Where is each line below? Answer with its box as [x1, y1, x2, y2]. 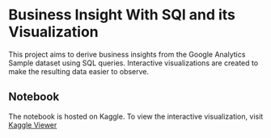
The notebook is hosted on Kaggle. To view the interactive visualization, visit [8, 111, 264, 121]
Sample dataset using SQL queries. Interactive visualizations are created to [8, 58, 259, 68]
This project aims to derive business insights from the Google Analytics [8, 49, 246, 59]
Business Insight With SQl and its [8, 6, 236, 24]
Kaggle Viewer [8, 119, 57, 130]
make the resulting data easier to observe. [8, 66, 150, 76]
